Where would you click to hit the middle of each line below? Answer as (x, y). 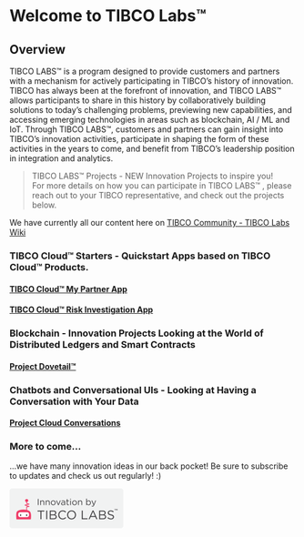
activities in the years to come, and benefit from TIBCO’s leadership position (152, 148)
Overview (38, 50)
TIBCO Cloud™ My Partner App (68, 289)
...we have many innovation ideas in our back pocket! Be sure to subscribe (149, 466)
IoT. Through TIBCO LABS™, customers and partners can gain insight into (147, 129)
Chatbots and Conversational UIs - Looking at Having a (133, 390)
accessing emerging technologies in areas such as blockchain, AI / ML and (150, 120)
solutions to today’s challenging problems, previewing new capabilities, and (151, 110)
